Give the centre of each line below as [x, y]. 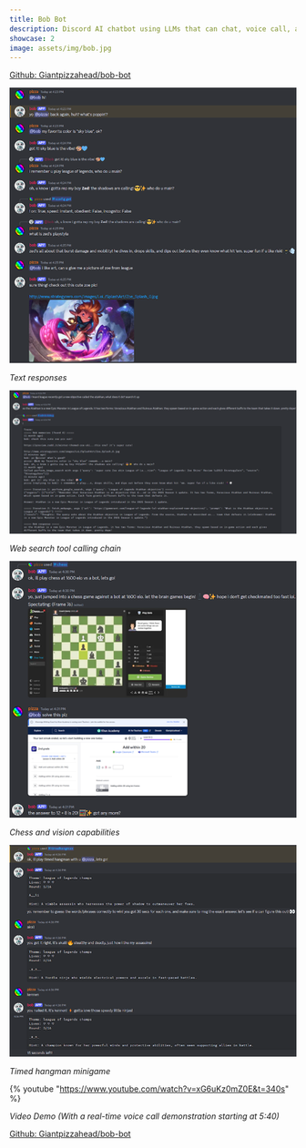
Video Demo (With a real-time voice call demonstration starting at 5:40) [144, 1116]
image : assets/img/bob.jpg [61, 48]
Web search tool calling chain [65, 548]
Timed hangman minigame [60, 1072]
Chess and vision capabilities [65, 832]
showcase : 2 [32, 38]
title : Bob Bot [38, 19]
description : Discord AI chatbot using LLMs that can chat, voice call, [150, 29]
